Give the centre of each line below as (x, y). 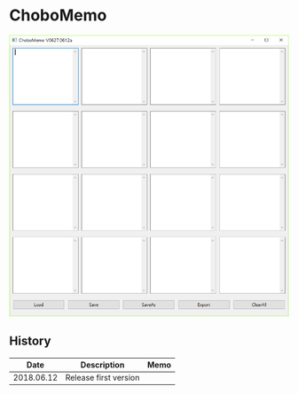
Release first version (102, 378)
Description (102, 365)
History (30, 341)
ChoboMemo (58, 15)
